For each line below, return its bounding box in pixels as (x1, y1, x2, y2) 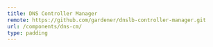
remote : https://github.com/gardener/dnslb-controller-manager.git (7, 17, 207, 23)
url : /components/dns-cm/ (7, 23, 82, 30)
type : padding (7, 29, 49, 37)
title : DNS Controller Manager (7, 10, 98, 17)
